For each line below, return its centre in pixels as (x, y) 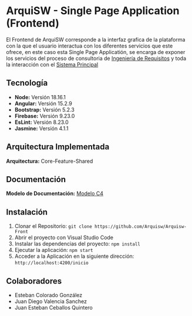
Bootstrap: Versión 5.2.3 (44, 109)
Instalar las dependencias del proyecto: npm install (78, 244)
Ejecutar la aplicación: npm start (54, 250)
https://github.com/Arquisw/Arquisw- (140, 227)
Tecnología (27, 83)
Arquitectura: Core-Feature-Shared (50, 161)
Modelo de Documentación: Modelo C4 (55, 194)
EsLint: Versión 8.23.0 (41, 122)
